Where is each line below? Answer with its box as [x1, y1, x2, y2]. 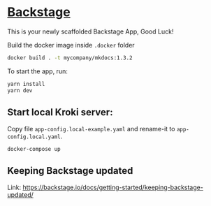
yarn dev [7, 87, 33, 94]
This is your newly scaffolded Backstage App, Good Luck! [7, 27, 174, 36]
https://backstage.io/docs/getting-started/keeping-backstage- [22, 183, 204, 192]
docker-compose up [7, 146, 61, 153]
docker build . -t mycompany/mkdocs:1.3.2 [7, 54, 133, 61]
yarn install [7, 80, 45, 87]
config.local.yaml [7, 133, 61, 140]
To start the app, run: [7, 67, 68, 75]
